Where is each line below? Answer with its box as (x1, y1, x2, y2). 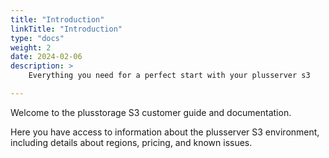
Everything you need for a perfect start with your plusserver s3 (28, 71, 311, 81)
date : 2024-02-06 (10, 52, 83, 62)
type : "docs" (10, 33, 65, 43)
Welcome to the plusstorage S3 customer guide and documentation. (10, 106, 292, 118)
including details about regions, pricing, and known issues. (10, 136, 253, 148)
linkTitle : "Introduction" (10, 24, 123, 34)
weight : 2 (10, 42, 52, 53)
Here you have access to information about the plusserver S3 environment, (10, 126, 320, 138)
